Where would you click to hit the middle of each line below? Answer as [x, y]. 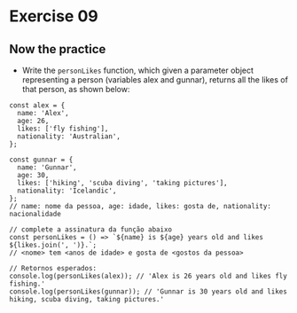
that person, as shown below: [76, 89]
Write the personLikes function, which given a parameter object [138, 70]
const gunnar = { [41, 160]
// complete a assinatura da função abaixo [91, 230]
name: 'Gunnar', [47, 168]
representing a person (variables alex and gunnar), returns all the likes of [155, 80]
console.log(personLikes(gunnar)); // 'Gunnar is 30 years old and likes [148, 292]
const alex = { [37, 106]
